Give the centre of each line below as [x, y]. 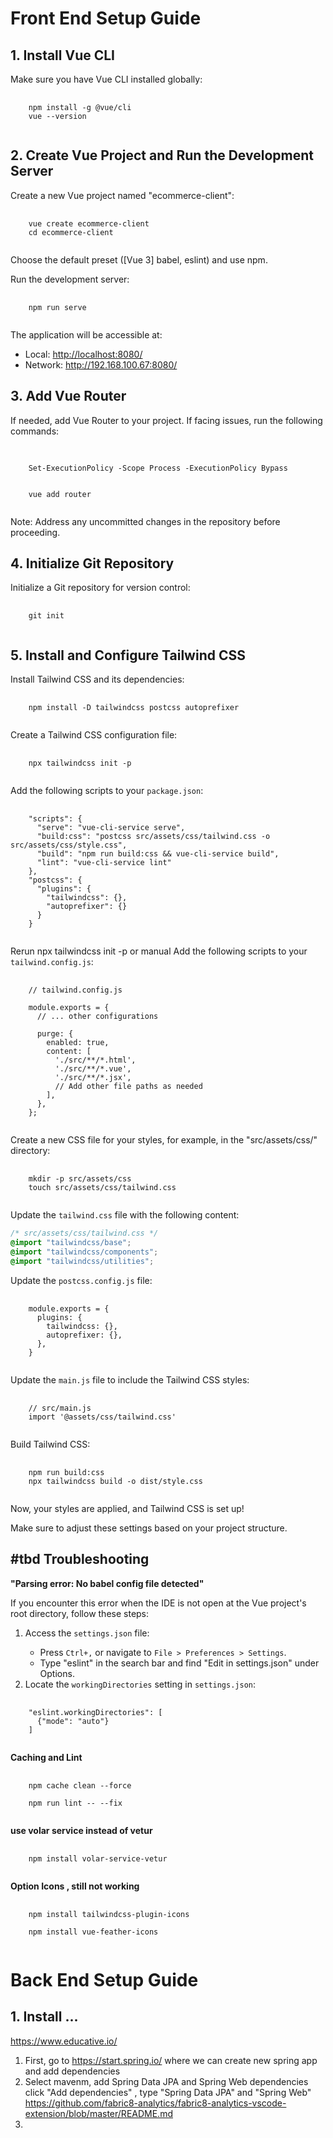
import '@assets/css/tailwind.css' [102, 1417]
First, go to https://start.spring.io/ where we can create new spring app [171, 2060]
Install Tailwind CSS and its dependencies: [97, 679]
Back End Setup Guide [104, 1979]
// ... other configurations [97, 1017]
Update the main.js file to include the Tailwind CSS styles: [130, 1379]
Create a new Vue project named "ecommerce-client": [122, 195]
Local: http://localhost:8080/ [83, 354]
